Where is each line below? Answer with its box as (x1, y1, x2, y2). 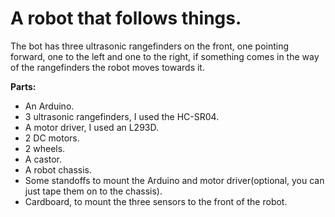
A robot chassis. (24, 163, 93, 176)
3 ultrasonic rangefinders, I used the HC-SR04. (24, 110, 220, 122)
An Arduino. (24, 100, 75, 112)
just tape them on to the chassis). (24, 185, 163, 197)
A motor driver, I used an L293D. (24, 121, 160, 133)
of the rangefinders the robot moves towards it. (10, 61, 205, 73)
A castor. (24, 153, 63, 165)
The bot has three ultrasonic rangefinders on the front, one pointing (10, 40, 290, 52)
